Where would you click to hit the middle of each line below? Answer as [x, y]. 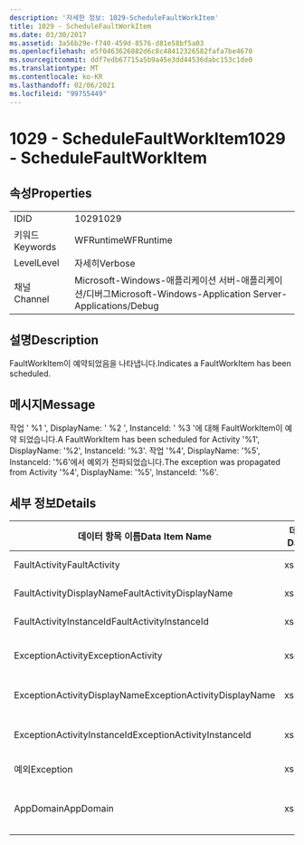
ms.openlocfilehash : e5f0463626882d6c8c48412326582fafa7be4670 [131, 52]
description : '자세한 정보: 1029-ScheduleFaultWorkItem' [114, 18]
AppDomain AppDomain [64, 808]
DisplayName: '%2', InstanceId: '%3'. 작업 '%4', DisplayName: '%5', [135, 451]
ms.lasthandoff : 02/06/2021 [62, 85]
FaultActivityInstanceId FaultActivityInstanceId [112, 621]
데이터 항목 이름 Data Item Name [145, 536]
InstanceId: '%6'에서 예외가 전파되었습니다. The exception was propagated [145, 462]
